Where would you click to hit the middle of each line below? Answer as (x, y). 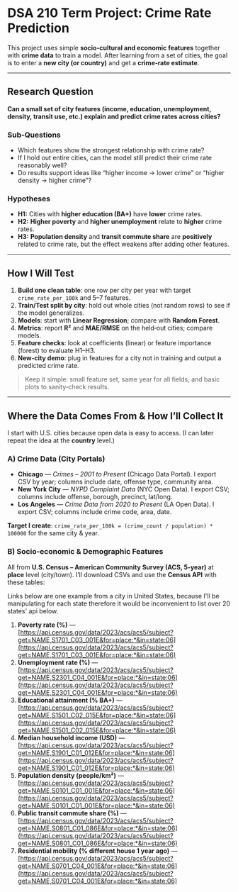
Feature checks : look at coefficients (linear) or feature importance (114, 343)
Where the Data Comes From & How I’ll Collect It (115, 416)
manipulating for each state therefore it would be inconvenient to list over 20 (119, 603)
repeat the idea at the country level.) (61, 440)
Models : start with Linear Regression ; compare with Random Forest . (119, 320)
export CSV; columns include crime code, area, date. (95, 512)
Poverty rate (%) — (46, 625)
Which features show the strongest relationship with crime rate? (111, 150)
